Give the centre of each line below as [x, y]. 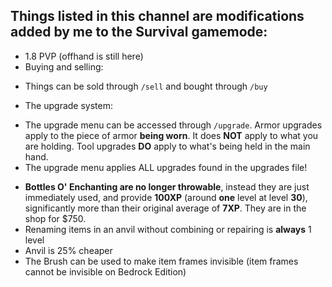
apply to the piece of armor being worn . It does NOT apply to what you [171, 135]
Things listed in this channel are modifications [157, 16]
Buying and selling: [64, 66]
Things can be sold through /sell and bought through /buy [146, 86]
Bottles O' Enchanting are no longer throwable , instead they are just [167, 186]
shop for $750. [55, 218]
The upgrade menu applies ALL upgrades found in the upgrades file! [166, 167]
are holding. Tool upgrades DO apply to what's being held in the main [167, 146]
